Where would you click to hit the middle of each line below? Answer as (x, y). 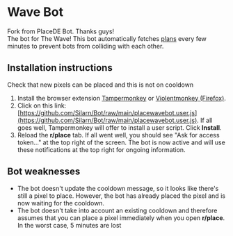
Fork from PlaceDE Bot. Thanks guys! (61, 31)
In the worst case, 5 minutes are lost (69, 225)
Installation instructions (60, 68)
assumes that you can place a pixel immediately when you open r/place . (121, 218)
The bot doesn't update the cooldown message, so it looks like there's (118, 188)
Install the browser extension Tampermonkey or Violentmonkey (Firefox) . (121, 98)
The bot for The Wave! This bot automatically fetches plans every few (107, 38)
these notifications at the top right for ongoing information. (101, 149)
